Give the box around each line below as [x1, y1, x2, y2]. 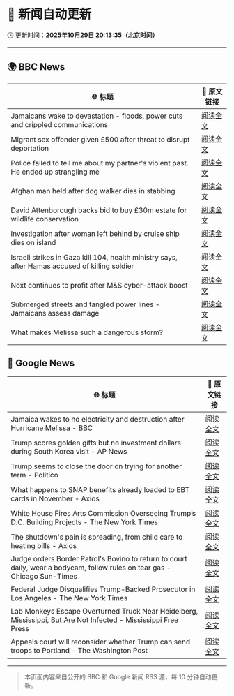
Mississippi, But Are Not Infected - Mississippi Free [10, 615, 179, 625]
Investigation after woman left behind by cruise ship [10, 228, 180, 238]
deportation [10, 143, 49, 153]
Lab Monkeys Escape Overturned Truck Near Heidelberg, [10, 606, 198, 616]
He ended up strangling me [10, 167, 100, 177]
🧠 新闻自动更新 [7, 6, 92, 22]
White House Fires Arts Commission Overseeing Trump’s [10, 508, 196, 518]
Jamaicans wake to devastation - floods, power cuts [10, 111, 183, 121]
